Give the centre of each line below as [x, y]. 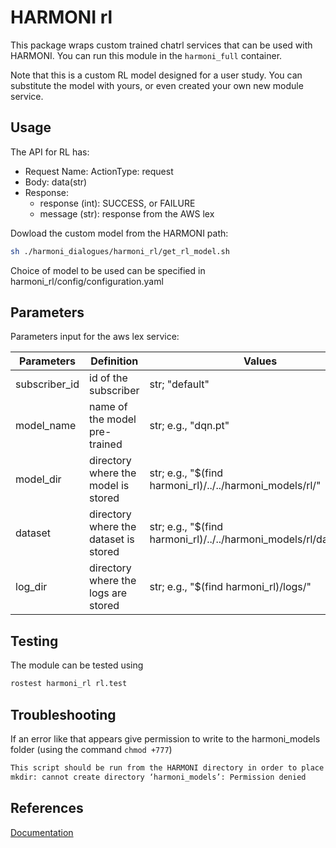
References [47, 808]
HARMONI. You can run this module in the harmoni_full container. [146, 55]
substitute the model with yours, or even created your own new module [157, 85]
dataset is [112, 539]
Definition [114, 361]
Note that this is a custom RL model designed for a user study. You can [156, 75]
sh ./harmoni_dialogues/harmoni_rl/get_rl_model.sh [120, 251]
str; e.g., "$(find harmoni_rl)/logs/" [230, 587]
